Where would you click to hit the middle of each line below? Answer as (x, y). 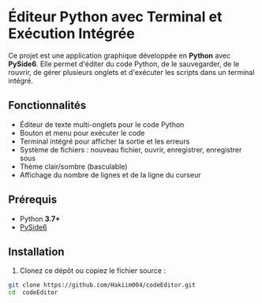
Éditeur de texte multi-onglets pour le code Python (102, 124)
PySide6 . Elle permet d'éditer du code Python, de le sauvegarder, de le (124, 64)
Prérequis (33, 200)
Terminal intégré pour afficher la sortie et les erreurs (105, 141)
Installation (36, 251)
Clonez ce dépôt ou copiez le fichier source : (92, 271)
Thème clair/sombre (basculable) (73, 166)
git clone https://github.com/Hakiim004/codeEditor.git (102, 285)
